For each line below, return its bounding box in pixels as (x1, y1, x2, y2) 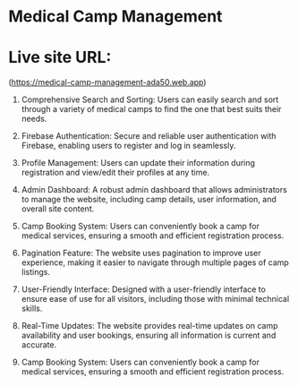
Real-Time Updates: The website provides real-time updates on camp (21, 321, 278, 331)
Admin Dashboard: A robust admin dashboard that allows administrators (21, 184, 287, 195)
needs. (21, 114, 47, 124)
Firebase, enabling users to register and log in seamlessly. (21, 141, 236, 151)
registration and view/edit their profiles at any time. (21, 167, 210, 178)
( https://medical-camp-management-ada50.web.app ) (8, 77, 207, 88)
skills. (21, 303, 43, 314)
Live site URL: (8, 47, 112, 68)
